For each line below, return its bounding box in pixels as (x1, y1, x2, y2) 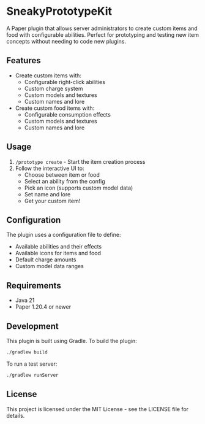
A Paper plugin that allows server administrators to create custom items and (6, 25, 198, 32)
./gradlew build (6, 349, 48, 355)
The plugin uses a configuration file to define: (6, 231, 121, 239)
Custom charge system (24, 85, 83, 92)
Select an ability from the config (24, 177, 105, 185)
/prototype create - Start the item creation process (15, 158, 146, 165)
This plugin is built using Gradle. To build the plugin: (6, 337, 137, 344)
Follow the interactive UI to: (15, 164, 84, 172)
